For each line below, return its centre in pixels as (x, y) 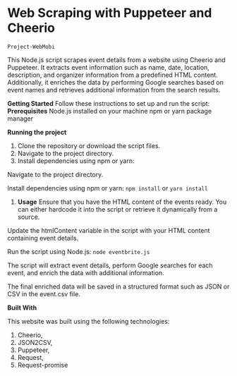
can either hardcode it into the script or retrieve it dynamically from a (117, 209)
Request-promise (43, 365)
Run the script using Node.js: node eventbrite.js (79, 251)
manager (20, 119)
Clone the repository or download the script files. (89, 145)
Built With (22, 308)
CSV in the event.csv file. (44, 293)
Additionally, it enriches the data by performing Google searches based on (115, 82)
